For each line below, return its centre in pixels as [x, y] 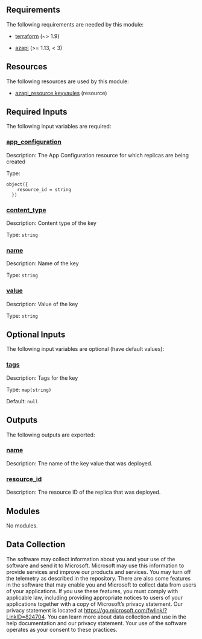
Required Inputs [37, 112]
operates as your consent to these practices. [62, 629]
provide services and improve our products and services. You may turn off [99, 571]
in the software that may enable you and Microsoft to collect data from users [101, 585]
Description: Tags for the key [42, 378]
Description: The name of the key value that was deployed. [79, 463]
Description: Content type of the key [51, 223]
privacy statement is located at [45, 610]
